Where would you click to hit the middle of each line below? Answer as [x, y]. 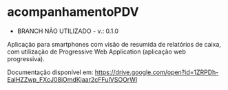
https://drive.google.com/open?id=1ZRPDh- [157, 72]
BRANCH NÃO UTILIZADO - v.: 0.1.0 [68, 31]
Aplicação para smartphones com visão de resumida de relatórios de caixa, [114, 44]
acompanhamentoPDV [73, 12]
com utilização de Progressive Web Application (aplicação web [96, 52]
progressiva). [26, 58]
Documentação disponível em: [50, 72]
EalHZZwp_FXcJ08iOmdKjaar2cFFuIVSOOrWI [72, 79]
